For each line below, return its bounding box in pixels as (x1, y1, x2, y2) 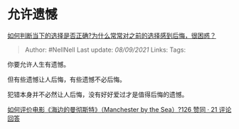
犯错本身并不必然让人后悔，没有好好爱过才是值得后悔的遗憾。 (7, 90, 188, 99)
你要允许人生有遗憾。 (7, 60, 70, 68)
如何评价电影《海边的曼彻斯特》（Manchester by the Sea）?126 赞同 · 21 (7, 105, 218, 113)
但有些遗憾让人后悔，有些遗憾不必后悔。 (7, 75, 126, 84)
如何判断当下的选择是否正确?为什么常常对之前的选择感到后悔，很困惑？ (7, 31, 217, 40)
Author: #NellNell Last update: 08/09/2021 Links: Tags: (24, 45, 186, 54)
